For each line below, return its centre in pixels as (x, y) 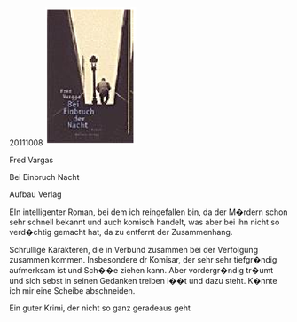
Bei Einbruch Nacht (44, 177)
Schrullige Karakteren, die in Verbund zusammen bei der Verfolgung (134, 250)
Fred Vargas (31, 160)
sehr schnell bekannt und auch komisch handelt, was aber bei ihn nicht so (145, 222)
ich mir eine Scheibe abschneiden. (72, 291)
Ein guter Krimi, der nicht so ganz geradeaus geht (100, 308)
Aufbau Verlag (35, 194)
